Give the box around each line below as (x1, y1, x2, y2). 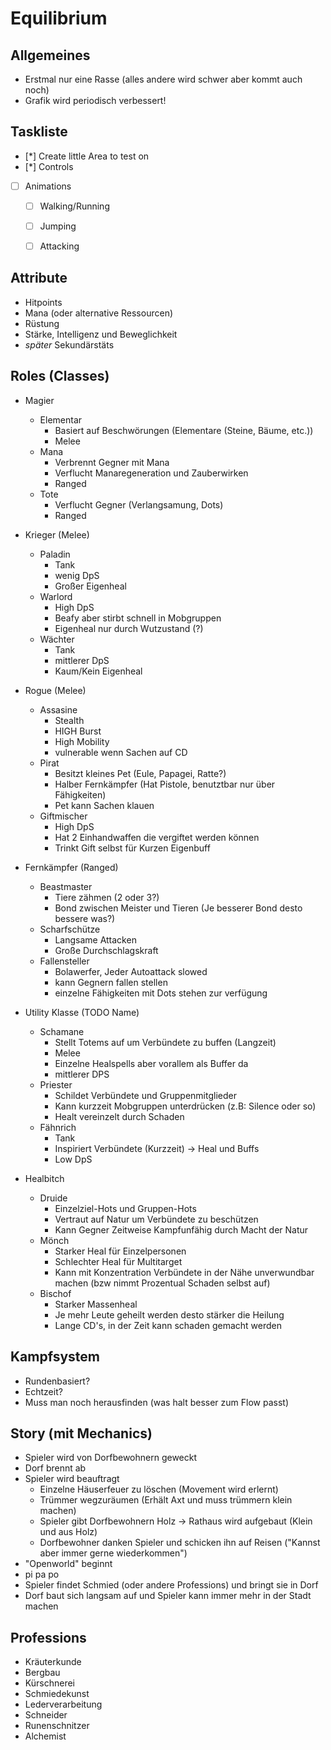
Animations (24, 180, 72, 192)
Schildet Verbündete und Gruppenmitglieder (54, 1089, 237, 1101)
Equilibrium (10, 7, 108, 30)
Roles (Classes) (10, 368, 110, 385)
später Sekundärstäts (24, 338, 115, 351)
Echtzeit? (24, 1385, 63, 1397)
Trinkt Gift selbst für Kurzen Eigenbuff (54, 842, 211, 854)
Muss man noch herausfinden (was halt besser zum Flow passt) (24, 1396, 290, 1408)
